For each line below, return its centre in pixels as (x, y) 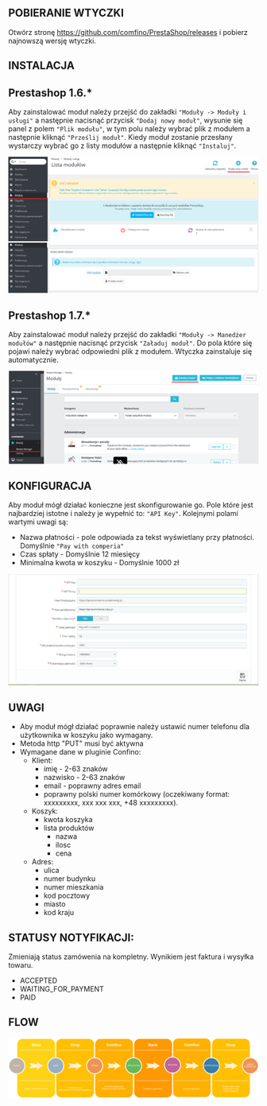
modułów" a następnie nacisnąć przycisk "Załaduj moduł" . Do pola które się (130, 343)
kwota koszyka (68, 820)
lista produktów (69, 828)
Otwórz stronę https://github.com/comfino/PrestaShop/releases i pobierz (128, 32)
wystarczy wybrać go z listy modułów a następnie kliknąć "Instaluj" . (122, 146)
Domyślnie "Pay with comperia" (72, 546)
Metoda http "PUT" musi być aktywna (82, 743)
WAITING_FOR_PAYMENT (62, 988)
